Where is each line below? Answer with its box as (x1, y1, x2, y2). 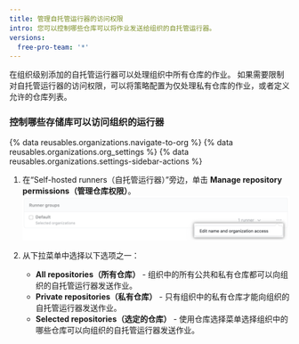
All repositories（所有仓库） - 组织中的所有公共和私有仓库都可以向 (35, 269, 281, 280)
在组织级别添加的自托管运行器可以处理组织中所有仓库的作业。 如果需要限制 (9, 70, 285, 80)
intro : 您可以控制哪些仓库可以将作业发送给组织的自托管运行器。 (9, 23, 216, 33)
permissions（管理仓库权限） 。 (21, 185, 136, 196)
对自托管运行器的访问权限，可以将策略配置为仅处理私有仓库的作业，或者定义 (9, 80, 290, 91)
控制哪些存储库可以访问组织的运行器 (9, 116, 165, 128)
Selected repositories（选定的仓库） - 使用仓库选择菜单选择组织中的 (35, 314, 289, 324)
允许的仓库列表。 (9, 92, 72, 102)
